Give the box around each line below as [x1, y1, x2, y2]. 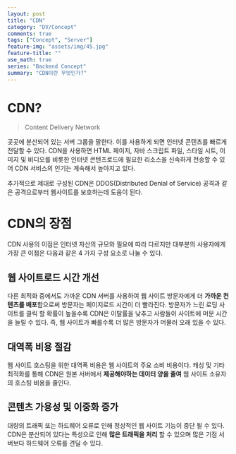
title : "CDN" [7, 17, 46, 24]
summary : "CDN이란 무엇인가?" [7, 69, 87, 76]
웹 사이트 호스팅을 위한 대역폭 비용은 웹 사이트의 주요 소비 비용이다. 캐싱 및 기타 [7, 361, 225, 369]
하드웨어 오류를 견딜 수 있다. [25, 438, 104, 447]
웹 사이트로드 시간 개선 [7, 271, 100, 283]
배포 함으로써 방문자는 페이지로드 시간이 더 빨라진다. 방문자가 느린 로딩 [25, 301, 218, 309]
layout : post [7, 10, 46, 18]
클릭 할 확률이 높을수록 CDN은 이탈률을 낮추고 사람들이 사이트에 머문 [25, 309, 215, 318]
